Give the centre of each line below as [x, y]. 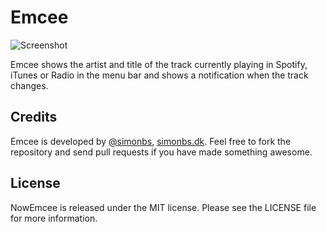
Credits [34, 117]
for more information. [54, 218]
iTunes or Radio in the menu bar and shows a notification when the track [159, 75]
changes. [29, 85]
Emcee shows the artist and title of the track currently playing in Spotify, [159, 64]
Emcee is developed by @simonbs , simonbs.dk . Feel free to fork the [151, 141]
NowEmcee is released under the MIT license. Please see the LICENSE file [163, 207]
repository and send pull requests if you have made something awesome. [161, 152]
